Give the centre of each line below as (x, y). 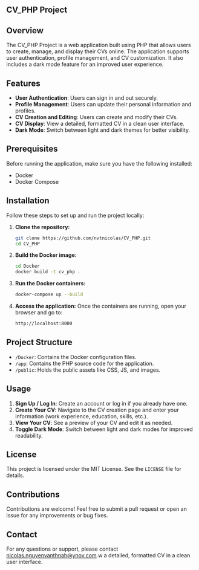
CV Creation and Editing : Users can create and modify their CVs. (96, 117)
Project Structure (39, 342)
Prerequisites (32, 149)
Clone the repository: (42, 227)
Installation (28, 201)
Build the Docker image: (46, 255)
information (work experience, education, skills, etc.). (81, 416)
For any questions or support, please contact (62, 549)
